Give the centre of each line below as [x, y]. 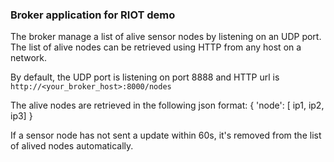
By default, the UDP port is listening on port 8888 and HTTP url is [145, 77]
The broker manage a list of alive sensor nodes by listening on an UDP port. [166, 37]
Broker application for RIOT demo [93, 15]
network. [29, 58]
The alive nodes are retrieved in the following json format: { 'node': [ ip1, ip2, [167, 105]
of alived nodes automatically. [72, 146]
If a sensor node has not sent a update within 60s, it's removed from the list [166, 135]
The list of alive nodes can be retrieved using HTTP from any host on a [156, 47]
